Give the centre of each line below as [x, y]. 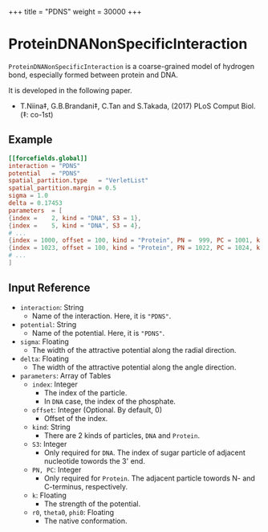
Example [30, 140]
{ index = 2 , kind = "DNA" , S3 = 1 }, [75, 218]
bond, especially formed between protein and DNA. [93, 75]
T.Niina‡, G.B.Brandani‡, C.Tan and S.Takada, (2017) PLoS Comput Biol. [138, 106]
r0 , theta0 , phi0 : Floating [73, 512]
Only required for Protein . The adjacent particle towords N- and [149, 478]
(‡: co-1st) [37, 114]
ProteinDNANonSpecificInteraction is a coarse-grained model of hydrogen [132, 66]
